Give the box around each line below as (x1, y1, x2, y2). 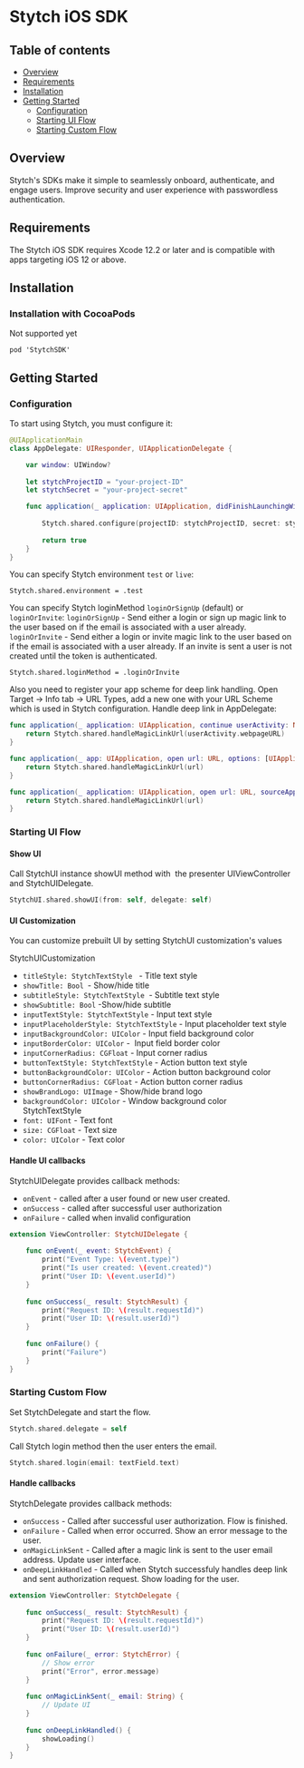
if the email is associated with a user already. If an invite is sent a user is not (9, 641, 292, 652)
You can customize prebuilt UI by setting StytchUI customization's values (9, 935, 282, 946)
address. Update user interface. (22, 1554, 142, 1565)
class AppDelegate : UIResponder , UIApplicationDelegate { (9, 444, 233, 453)
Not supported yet (9, 328, 78, 339)
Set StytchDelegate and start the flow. (9, 1406, 151, 1417)
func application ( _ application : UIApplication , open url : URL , (9, 787, 257, 796)
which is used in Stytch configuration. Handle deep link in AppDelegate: (9, 703, 278, 714)
